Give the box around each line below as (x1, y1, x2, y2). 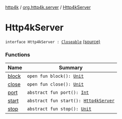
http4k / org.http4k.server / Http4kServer (5, 5, 91, 10)
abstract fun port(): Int (27, 90, 89, 95)
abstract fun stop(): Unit (27, 106, 92, 112)
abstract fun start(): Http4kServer (27, 98, 114, 104)
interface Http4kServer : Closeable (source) (5, 38, 100, 44)
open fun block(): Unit (27, 73, 84, 79)
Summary (59, 64, 83, 71)
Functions (5, 51, 30, 58)
